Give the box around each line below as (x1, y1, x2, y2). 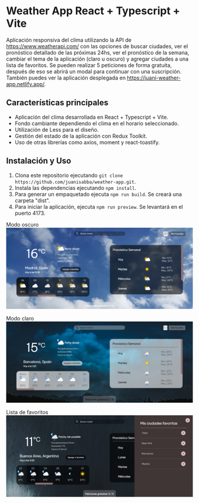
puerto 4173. (14, 209, 46, 217)
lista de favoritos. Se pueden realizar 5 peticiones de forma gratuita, (6, 61, 172, 69)
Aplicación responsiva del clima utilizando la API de (6, 36, 132, 43)
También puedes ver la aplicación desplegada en (6, 74, 126, 81)
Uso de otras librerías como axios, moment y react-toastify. (14, 138, 160, 146)
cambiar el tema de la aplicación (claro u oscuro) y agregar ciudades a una (6, 55, 189, 62)
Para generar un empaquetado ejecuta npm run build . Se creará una (14, 190, 182, 198)
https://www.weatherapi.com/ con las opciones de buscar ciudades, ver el (6, 43, 188, 50)
